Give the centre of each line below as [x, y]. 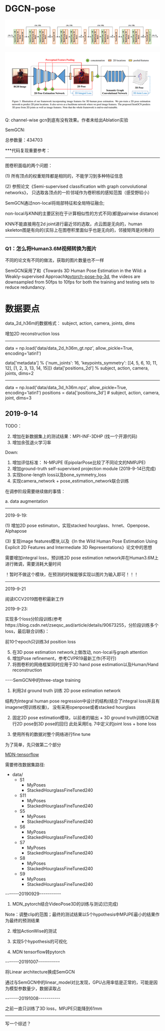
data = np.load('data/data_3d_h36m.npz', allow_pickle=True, [66, 388]
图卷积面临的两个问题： [29, 166]
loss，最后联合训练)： [27, 631]
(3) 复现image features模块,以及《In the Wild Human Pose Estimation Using [81, 541]
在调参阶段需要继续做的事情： [35, 491]
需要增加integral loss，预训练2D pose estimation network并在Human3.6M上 [82, 558]
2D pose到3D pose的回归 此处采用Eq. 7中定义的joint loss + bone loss [86, 724]
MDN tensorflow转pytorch [39, 952]
